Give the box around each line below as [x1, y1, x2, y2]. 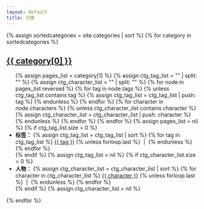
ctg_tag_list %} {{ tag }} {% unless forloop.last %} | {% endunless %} [15, 139, 192, 146]
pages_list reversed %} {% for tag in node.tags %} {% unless [15, 85, 170, 93]
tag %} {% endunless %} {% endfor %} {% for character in [15, 98, 164, 105]
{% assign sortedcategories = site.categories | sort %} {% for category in [6, 31, 191, 39]
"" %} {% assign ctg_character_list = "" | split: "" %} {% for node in [15, 78, 184, 86]
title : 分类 [6, 15, 35, 21]
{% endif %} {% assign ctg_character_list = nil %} [15, 185, 141, 192]
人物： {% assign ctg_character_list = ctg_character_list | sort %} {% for [15, 165, 197, 172]
